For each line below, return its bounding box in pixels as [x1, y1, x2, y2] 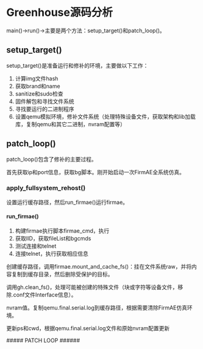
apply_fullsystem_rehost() [6, 184, 86, 192]
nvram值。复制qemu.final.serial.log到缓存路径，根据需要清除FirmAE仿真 [6, 304, 188, 311]
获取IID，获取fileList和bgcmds [15, 235, 91, 242]
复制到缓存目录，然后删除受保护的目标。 [11, 270, 113, 278]
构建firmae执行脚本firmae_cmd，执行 [15, 227, 110, 234]
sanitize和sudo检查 [15, 90, 64, 97]
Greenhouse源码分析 [6, 5, 113, 19]
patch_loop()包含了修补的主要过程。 [6, 155, 98, 163]
